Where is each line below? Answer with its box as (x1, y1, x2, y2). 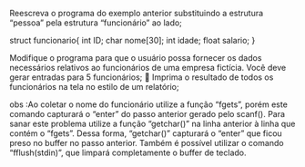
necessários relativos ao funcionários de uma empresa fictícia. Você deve (9, 63, 287, 73)
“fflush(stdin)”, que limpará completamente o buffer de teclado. (9, 147, 248, 158)
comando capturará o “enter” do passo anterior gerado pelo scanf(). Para (9, 109, 285, 119)
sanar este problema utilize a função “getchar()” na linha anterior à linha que (9, 118, 296, 129)
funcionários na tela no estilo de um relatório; (9, 82, 179, 92)
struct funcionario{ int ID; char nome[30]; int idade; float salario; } (9, 35, 256, 45)
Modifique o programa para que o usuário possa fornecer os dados (9, 53, 262, 63)
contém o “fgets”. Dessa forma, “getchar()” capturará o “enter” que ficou (9, 128, 282, 139)
